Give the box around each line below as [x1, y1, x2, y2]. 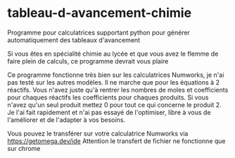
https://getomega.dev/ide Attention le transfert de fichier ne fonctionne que [7, 136, 227, 145]
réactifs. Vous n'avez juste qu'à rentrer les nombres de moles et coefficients [7, 85, 229, 94]
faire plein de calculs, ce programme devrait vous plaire [7, 56, 169, 65]
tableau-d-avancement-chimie [7, 5, 192, 21]
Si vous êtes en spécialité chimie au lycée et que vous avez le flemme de [7, 49, 219, 58]
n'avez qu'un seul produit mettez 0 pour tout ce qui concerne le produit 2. [7, 100, 222, 109]
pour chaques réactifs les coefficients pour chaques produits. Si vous [7, 93, 209, 102]
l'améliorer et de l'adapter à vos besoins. [7, 115, 125, 124]
